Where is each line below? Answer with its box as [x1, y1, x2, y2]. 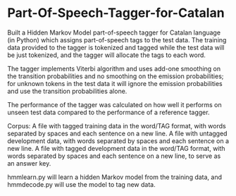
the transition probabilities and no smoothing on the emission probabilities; [7, 72, 224, 80]
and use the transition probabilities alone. [7, 87, 128, 95]
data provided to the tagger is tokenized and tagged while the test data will [7, 43, 225, 51]
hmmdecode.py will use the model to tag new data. [7, 180, 156, 188]
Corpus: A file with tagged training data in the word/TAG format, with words [7, 121, 227, 130]
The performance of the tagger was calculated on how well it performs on [7, 100, 222, 109]
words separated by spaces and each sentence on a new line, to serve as [7, 152, 221, 160]
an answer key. [7, 159, 51, 167]
